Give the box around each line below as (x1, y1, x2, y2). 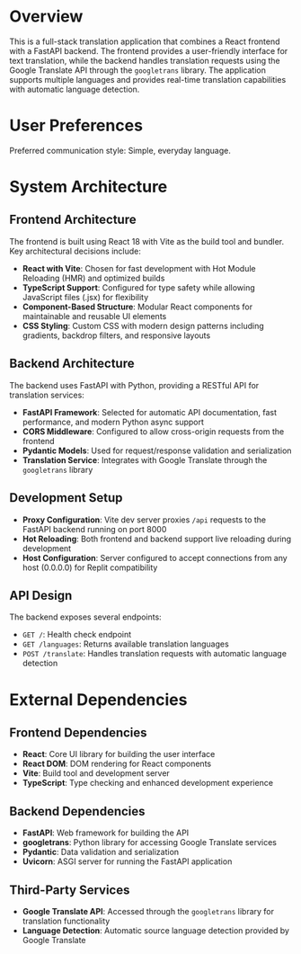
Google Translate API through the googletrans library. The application (9, 65, 267, 76)
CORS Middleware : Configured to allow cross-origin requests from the (22, 425, 285, 437)
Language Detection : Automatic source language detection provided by (22, 924, 290, 936)
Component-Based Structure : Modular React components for (22, 301, 253, 312)
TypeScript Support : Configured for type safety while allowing (22, 281, 256, 293)
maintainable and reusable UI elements (22, 310, 167, 321)
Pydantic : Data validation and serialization (22, 847, 180, 858)
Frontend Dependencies (9, 725, 147, 740)
